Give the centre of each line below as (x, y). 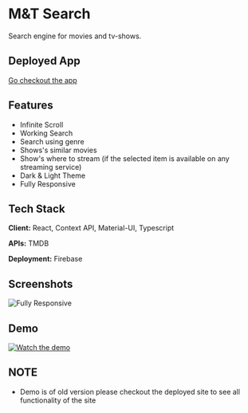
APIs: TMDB (29, 243)
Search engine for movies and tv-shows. (75, 36)
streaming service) (51, 167)
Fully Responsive (47, 183)
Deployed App (45, 61)
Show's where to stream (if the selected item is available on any (124, 158)
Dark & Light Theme (53, 175)
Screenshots (41, 284)
